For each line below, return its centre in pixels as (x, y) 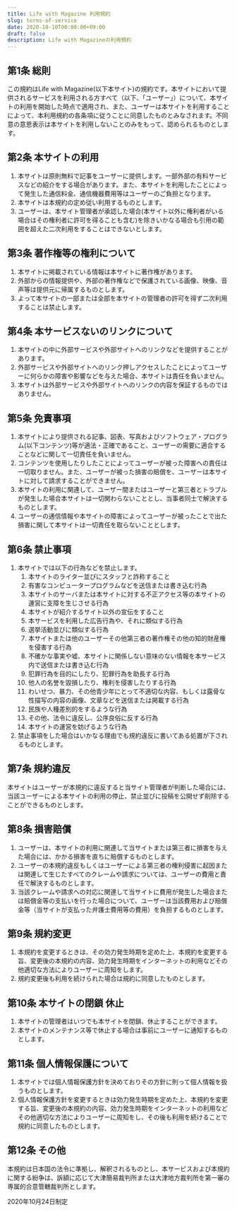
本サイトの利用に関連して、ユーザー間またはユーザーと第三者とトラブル (122, 490)
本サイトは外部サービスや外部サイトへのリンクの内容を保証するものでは (122, 385)
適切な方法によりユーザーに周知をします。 (85, 970)
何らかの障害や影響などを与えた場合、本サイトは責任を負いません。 (129, 376)
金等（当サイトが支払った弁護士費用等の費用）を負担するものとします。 (122, 910)
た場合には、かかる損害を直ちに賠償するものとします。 (98, 857)
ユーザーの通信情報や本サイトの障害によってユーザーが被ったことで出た (122, 516)
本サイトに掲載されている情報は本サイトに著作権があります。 (107, 271)
